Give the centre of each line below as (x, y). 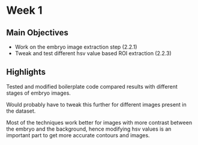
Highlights (26, 72)
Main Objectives (37, 33)
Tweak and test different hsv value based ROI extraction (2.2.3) (93, 53)
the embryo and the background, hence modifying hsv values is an (89, 129)
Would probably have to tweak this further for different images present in (97, 104)
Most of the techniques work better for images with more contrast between (99, 122)
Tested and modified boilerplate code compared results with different (92, 86)
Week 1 (24, 10)
